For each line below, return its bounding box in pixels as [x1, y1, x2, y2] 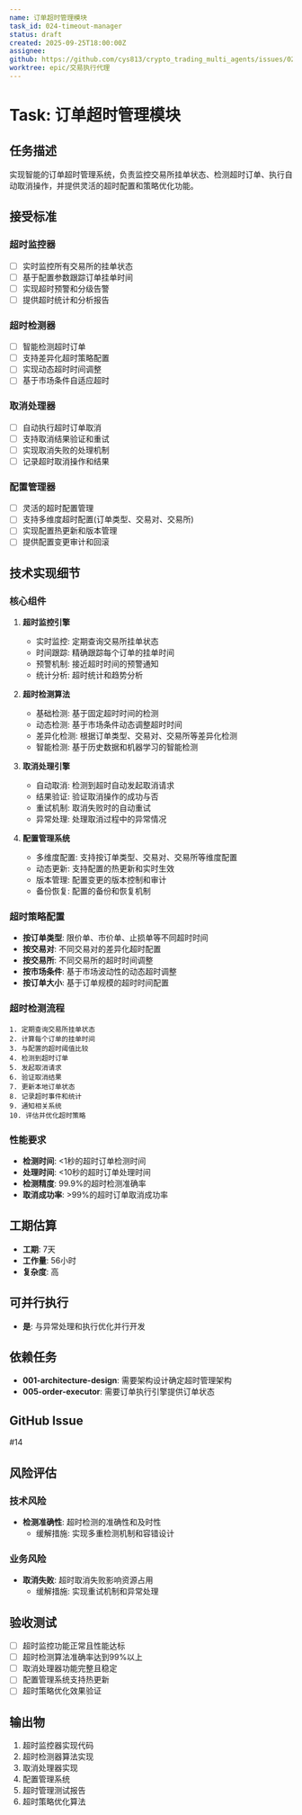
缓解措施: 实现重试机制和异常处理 [35, 1586, 159, 1597]
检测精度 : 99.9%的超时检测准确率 [22, 1178, 147, 1189]
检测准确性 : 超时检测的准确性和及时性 [22, 1516, 162, 1527]
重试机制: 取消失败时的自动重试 [35, 803, 151, 813]
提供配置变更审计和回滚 [22, 536, 110, 547]
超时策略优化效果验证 [22, 1685, 102, 1696]
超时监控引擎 [22, 617, 70, 628]
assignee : [9, 47, 47, 56]
